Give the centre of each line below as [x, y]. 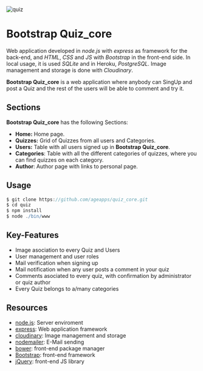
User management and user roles [57, 256]
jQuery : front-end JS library [50, 361]
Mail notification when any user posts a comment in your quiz [92, 269]
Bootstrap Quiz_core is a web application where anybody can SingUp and [99, 81]
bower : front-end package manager [60, 348]
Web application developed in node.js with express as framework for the [97, 50]
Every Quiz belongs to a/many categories [67, 288]
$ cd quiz [19, 205]
